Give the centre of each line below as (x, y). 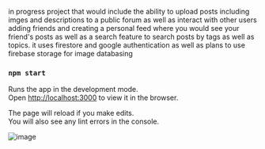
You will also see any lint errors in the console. (84, 121)
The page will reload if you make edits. (71, 113)
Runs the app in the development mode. (73, 90)
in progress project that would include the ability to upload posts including (129, 11)
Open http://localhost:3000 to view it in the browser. (93, 97)
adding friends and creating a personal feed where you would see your (124, 28)
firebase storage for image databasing (70, 53)
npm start (27, 73)
